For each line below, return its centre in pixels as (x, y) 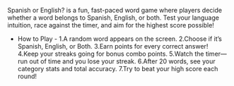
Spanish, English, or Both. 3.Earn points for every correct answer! (113, 46)
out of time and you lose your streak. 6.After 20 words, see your (122, 61)
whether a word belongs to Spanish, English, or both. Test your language (113, 18)
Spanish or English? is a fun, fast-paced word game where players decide (115, 10)
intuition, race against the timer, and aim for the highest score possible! (111, 25)
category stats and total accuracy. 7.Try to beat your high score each (118, 69)
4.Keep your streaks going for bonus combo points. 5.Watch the (111, 54)
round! (27, 76)
